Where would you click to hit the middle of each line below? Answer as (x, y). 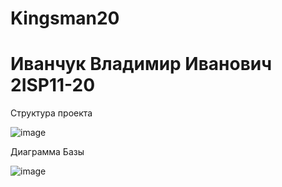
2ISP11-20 (53, 85)
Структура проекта (51, 113)
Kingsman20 (65, 18)
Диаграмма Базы (47, 152)
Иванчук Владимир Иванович (141, 64)
